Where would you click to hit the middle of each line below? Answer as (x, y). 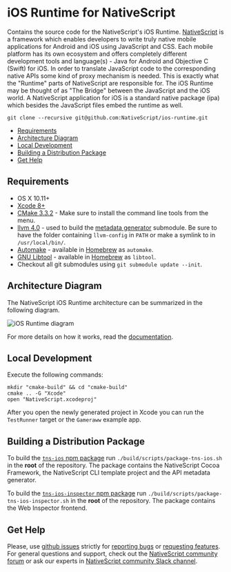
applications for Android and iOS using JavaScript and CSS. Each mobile (110, 46)
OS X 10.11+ (33, 198)
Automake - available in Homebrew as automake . (85, 249)
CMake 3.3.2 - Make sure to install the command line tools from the (113, 213)
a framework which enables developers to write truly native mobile (102, 39)
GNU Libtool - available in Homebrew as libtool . (87, 257)
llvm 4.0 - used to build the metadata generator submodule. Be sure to (117, 227)
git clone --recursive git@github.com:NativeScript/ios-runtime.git (108, 118)
